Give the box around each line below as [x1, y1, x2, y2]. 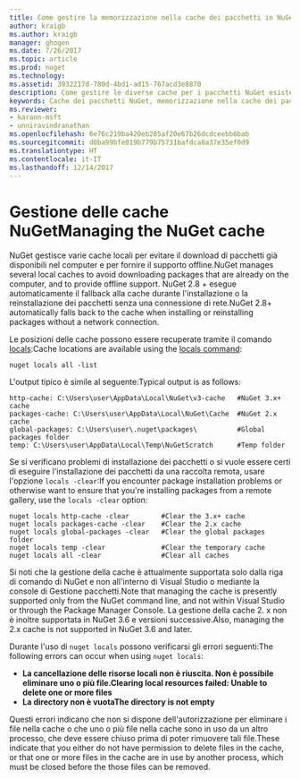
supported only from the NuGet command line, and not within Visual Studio [9, 595, 286, 606]
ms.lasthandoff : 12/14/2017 [9, 163, 114, 172]
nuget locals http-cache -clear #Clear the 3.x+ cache [9, 512, 246, 521]
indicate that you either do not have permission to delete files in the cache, [9, 742, 284, 753]
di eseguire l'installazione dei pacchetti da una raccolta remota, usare [9, 467, 265, 477]
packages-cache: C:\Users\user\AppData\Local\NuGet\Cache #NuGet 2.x [9, 409, 278, 419]
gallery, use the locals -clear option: [9, 494, 148, 506]
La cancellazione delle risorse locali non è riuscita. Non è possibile [21, 668, 274, 679]
